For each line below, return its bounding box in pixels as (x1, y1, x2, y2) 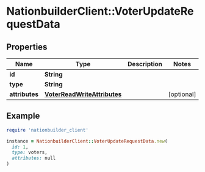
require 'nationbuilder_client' (6, 127, 88, 133)
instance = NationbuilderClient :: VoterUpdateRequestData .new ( (6, 138, 168, 144)
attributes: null (12, 155, 56, 162)
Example (6, 111, 40, 121)
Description (128, 60, 163, 68)
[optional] (168, 90, 196, 99)
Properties (6, 42, 48, 52)
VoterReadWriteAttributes (45, 90, 122, 99)
